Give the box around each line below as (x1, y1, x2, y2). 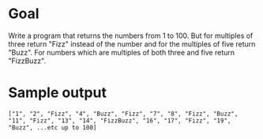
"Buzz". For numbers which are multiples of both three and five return (8, 47, 235, 57)
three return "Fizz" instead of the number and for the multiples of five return (8, 39, 256, 48)
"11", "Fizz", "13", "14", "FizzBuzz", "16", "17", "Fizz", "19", (8, 116, 231, 125)
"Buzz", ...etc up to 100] (8, 123, 97, 131)
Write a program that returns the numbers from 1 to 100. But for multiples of (8, 31, 254, 40)
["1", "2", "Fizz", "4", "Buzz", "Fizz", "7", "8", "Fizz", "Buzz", (8, 110, 239, 118)
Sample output (8, 84, 107, 102)
